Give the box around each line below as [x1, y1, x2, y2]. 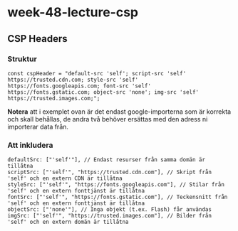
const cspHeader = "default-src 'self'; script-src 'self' [7, 70, 187, 77]
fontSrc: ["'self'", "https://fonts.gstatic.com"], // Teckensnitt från [7, 193, 228, 201]
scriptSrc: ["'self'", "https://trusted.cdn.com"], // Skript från [7, 168, 212, 176]
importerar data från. [7, 122, 69, 131]
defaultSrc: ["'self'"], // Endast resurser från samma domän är [7, 156, 205, 163]
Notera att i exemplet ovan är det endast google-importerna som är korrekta [7, 107, 232, 116]
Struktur [7, 54, 37, 64]
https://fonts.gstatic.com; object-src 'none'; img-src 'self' [7, 88, 200, 96]
